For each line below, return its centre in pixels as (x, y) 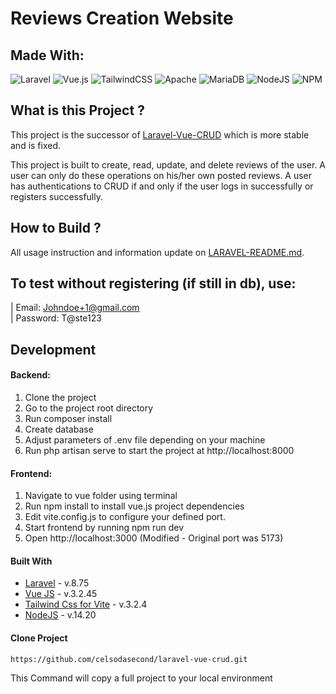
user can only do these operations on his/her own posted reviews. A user (161, 175)
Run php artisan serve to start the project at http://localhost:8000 (159, 451)
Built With (31, 561)
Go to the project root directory (89, 408)
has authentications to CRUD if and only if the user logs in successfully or (162, 186)
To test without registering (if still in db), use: (153, 283)
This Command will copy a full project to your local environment (141, 678)
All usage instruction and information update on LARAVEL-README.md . (157, 252)
